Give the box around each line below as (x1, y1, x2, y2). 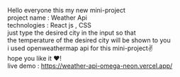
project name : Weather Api (7, 13, 87, 22)
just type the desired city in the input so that (7, 28, 136, 37)
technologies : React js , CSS (7, 21, 92, 29)
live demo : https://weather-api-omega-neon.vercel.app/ (7, 61, 173, 70)
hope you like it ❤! (7, 54, 62, 62)
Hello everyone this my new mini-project (7, 6, 126, 14)
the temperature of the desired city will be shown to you (7, 36, 171, 45)
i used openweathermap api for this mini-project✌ (7, 44, 154, 52)
